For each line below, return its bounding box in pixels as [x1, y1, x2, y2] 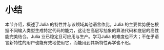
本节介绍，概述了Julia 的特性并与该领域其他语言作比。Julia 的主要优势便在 [5, 21, 155, 27]
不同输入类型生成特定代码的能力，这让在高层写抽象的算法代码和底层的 [9, 27, 150, 33]
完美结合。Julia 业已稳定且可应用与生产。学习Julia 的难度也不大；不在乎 [9, 33, 155, 39]
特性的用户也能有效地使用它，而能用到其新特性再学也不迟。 [13, 39, 133, 45]
